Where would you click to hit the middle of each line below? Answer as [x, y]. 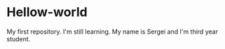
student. [19, 38]
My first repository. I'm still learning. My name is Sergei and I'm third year [112, 31]
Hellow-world [47, 12]
